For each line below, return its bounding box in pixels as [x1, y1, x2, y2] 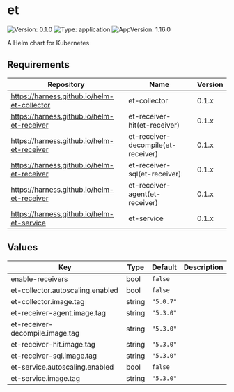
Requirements [7, 59, 70, 71]
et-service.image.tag [10, 373, 81, 383]
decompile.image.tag [10, 328, 80, 338]
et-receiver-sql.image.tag [10, 351, 97, 361]
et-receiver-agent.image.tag [10, 308, 107, 317]
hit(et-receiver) [128, 120, 180, 130]
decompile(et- [128, 140, 177, 150]
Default [152, 262, 178, 272]
